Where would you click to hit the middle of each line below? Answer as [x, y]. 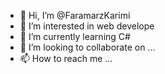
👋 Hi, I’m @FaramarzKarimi [75, 15]
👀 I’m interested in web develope [87, 26]
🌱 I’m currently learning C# [75, 36]
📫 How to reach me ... [66, 58]
